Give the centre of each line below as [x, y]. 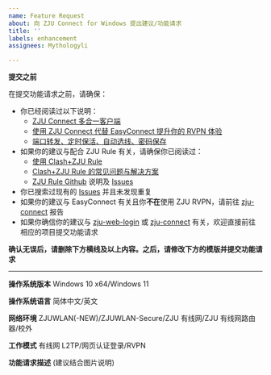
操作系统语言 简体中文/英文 [53, 301]
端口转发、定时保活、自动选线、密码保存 [99, 141]
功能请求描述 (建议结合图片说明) [62, 363]
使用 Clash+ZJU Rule [67, 161]
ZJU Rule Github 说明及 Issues [83, 181]
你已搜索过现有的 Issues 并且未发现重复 [86, 192]
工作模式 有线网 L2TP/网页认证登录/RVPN [77, 346]
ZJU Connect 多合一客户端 [76, 121]
